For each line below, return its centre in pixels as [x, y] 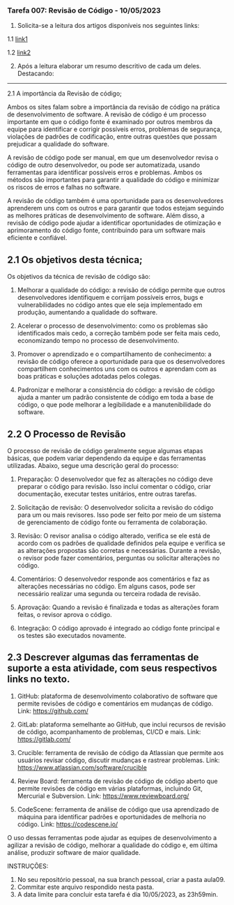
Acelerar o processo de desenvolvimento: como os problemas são [112, 326]
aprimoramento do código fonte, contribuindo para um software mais [106, 230]
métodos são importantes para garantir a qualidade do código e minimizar [114, 180]
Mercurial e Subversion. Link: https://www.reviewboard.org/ [103, 796]
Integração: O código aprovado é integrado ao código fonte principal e [119, 628]
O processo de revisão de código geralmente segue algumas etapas [105, 450]
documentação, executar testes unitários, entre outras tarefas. [107, 494]
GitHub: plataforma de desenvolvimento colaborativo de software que [117, 696]
